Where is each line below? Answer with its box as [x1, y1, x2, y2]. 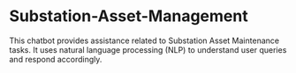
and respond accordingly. [9, 54, 102, 64]
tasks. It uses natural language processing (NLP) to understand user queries [9, 44, 287, 55]
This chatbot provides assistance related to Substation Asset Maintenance [9, 35, 280, 46]
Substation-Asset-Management [9, 6, 249, 26]
